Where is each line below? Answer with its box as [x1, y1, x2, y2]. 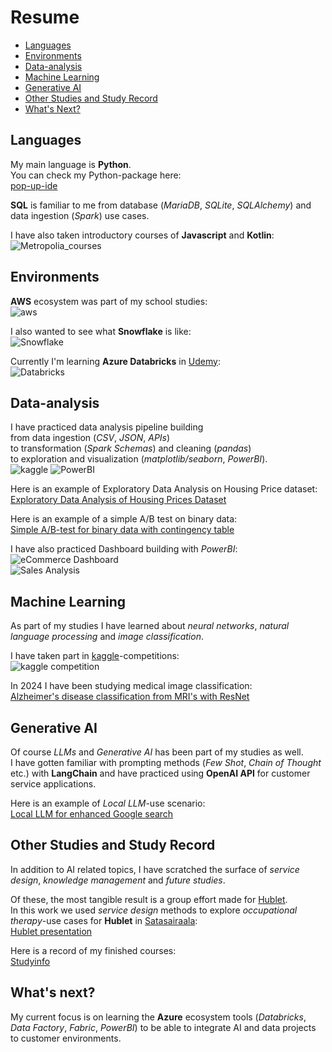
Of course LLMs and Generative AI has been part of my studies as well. [10, 746, 304, 758]
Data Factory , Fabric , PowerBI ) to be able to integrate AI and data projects [10, 1021, 317, 1033]
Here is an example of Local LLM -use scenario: [10, 797, 206, 809]
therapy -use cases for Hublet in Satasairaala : [10, 914, 198, 926]
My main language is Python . [10, 158, 132, 170]
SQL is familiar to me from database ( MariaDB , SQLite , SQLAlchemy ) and [10, 199, 312, 211]
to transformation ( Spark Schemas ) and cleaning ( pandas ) [10, 442, 252, 455]
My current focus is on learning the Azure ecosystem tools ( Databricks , [10, 1011, 307, 1023]
